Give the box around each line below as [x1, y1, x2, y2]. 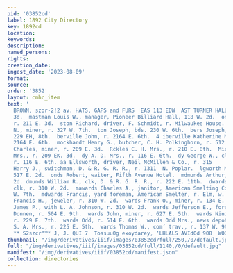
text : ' [7, 101, 30, 108]
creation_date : [7, 62, 51, 69]
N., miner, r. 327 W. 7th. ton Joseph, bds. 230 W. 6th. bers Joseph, [13, 126, 228, 133]
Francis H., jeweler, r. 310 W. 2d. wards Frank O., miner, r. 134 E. [13, 197, 225, 205]
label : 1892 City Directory [7, 17, 89, 24]
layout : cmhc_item [7, 94, 60, 101]
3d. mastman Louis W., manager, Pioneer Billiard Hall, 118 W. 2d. [13, 113, 216, 120]
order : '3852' [7, 88, 49, 94]
